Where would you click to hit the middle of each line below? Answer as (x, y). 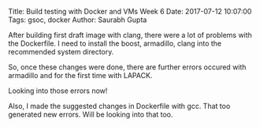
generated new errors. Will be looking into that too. (91, 114)
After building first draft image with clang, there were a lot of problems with (130, 35)
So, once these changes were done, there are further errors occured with (127, 67)
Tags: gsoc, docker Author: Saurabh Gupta (78, 20)
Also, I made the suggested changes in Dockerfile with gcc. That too (119, 106)
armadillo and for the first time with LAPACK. (80, 75)
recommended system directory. (61, 52)
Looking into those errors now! (58, 91)
